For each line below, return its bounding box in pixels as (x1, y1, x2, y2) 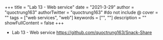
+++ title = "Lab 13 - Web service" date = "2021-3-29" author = (4, 4, 134, 10)
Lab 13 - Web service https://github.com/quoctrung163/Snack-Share (11, 30, 152, 35)
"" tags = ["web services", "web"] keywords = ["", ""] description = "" (4, 15, 147, 20)
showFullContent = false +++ (4, 20, 64, 26)
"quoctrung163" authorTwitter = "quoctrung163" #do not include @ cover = (4, 9, 159, 15)
